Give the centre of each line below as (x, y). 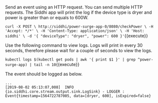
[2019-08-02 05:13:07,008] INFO (39, 87)
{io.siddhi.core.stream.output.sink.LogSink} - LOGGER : (65, 92)
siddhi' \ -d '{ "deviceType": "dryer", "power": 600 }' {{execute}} (77, 36)
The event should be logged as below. (44, 74)
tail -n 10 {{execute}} (57, 64)
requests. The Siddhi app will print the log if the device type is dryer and (79, 12)
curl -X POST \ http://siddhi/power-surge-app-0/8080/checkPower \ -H (79, 27)
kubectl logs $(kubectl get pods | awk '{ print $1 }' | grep (70, 60)
